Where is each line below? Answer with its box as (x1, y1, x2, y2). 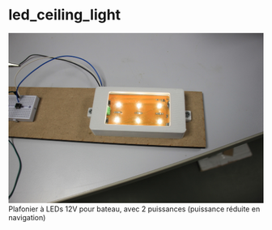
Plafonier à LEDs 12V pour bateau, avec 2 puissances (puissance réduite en (8, 204, 261, 214)
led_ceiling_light (8, 6, 121, 24)
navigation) (8, 213, 46, 223)
